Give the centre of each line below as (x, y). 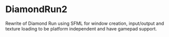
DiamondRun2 (36, 9)
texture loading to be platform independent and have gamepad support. (81, 28)
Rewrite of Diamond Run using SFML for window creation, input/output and (85, 23)
